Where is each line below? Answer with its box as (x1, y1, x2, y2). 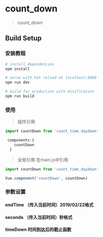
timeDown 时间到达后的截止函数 (5, 226, 72, 232)
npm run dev (5, 80, 30, 85)
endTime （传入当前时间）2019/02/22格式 (5, 201, 94, 207)
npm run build (5, 93, 35, 98)
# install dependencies (5, 61, 55, 66)
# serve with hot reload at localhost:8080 (5, 75, 97, 80)
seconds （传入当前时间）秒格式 (5, 214, 73, 220)
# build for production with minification (5, 89, 95, 94)
